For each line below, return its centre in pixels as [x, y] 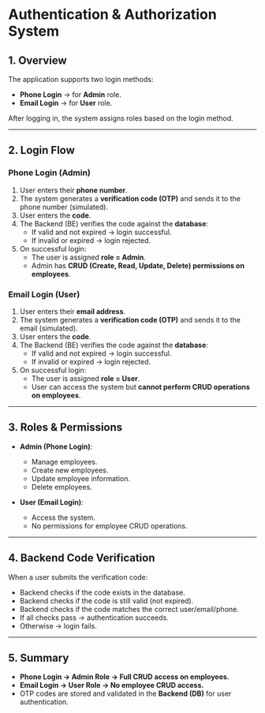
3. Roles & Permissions [65, 427]
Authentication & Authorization [112, 15]
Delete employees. [62, 487]
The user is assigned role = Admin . [88, 257]
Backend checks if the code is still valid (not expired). [106, 600]
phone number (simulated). [64, 207]
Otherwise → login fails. [58, 625]
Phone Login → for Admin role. [71, 95]
